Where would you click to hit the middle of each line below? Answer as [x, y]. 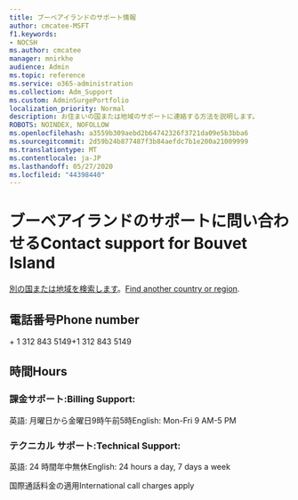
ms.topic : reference [48, 76]
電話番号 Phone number [74, 320]
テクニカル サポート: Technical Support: [95, 446]
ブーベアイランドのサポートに [118, 221]
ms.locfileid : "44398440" [57, 174]
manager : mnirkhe [41, 59]
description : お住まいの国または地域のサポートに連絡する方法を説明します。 [134, 117]
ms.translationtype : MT [53, 149]
